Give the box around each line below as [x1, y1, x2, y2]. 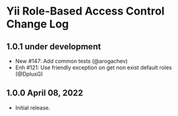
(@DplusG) [15, 70, 43, 77]
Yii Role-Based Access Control [6, 4, 165, 18]
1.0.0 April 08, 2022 [6, 88, 84, 98]
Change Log [6, 17, 69, 31]
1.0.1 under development [6, 41, 101, 52]
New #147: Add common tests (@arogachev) [15, 58, 128, 64]
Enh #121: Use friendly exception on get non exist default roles [15, 64, 172, 71]
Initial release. [15, 104, 51, 111]
